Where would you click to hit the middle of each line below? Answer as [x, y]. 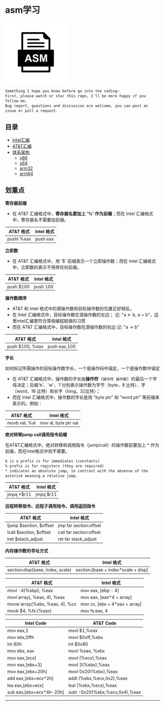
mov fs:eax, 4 [94, 611]
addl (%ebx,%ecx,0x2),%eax [98, 678]
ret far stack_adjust [77, 539]
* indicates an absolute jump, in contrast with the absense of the [77, 471]
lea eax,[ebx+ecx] [26, 685]
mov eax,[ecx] [22, 658]
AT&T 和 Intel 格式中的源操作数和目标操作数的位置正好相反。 [73, 309]
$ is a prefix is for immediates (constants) [52, 461]
